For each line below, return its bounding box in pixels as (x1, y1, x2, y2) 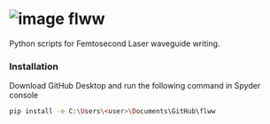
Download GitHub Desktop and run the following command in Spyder (9, 81, 261, 91)
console (9, 89, 39, 101)
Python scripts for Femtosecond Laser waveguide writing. (9, 38, 220, 49)
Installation (9, 60, 59, 73)
